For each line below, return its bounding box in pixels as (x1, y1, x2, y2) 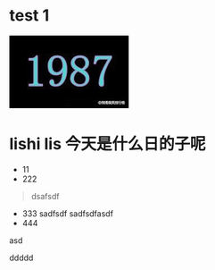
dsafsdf (30, 190, 60, 201)
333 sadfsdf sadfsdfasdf (21, 207, 114, 219)
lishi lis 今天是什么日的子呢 (9, 134, 206, 155)
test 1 (9, 5, 50, 26)
